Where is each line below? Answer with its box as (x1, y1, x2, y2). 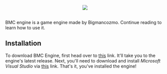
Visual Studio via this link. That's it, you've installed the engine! (5, 63, 137, 69)
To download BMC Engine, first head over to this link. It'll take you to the (5, 52, 156, 58)
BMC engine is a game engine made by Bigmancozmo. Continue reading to (5, 19, 162, 25)
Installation (5, 39, 41, 47)
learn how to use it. (5, 25, 46, 30)
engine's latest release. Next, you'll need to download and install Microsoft (5, 57, 161, 63)
